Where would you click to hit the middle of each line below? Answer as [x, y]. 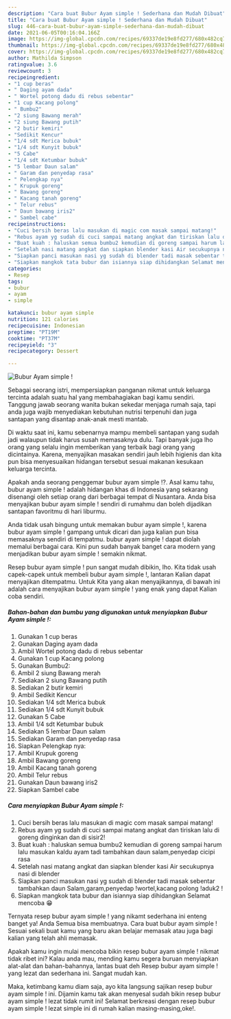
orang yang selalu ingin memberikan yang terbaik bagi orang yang [101, 447]
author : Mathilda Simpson [45, 58]
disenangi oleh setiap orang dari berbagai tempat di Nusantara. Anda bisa [112, 497]
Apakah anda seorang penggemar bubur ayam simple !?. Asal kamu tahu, [111, 482]
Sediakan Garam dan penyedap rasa [69, 739]
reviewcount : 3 [29, 71]
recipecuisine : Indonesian [46, 326]
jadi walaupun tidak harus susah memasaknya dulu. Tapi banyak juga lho [110, 440]
